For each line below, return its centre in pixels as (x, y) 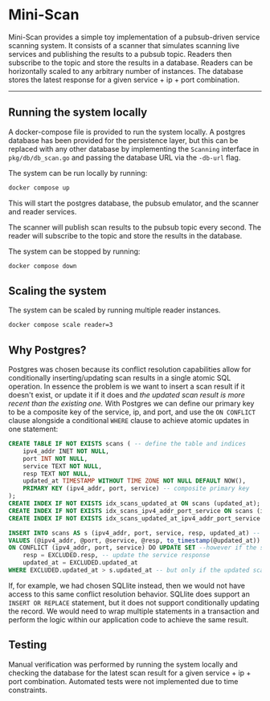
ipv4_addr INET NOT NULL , (66, 451)
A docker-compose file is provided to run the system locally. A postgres (127, 132)
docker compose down (43, 266)
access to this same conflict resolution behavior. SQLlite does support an (129, 594)
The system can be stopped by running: (74, 251)
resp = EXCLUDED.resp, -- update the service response (117, 556)
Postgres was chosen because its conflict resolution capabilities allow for (130, 369)
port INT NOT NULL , (55, 459)
